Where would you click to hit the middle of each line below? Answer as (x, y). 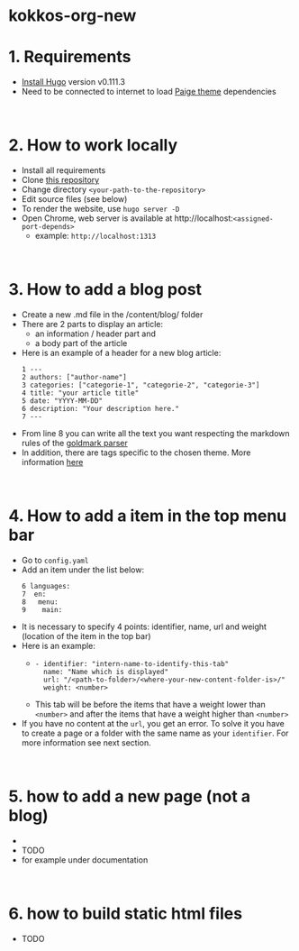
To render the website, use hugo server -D (100, 209)
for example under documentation (85, 860)
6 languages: (46, 586)
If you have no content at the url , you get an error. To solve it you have (153, 723)
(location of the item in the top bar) (86, 636)
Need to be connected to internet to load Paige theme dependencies (149, 92)
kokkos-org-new (72, 16)
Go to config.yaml (55, 560)
